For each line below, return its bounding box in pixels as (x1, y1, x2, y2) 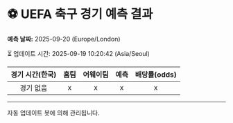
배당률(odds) (135, 70, 177, 79)
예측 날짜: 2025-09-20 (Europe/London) (7, 35, 121, 43)
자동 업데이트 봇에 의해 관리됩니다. (7, 108, 100, 117)
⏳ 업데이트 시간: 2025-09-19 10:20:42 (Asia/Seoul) (7, 49, 150, 57)
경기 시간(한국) (10, 70, 57, 79)
